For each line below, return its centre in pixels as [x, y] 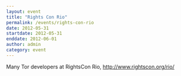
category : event [26, 50]
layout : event [24, 11]
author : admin [24, 45]
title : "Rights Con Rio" [37, 17]
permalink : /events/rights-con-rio [50, 22]
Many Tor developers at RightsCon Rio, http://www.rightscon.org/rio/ [90, 67]
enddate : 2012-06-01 [32, 39]
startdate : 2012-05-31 [34, 34]
